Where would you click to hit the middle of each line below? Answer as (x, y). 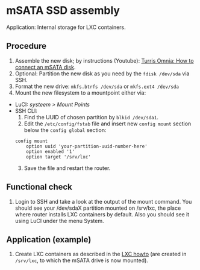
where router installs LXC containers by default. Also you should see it (102, 214)
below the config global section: (65, 130)
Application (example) (49, 240)
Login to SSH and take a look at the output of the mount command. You (103, 201)
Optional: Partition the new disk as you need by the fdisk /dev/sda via (102, 74)
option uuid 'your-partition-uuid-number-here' (87, 146)
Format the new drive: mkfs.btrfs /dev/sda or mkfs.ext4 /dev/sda (97, 86)
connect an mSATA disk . (45, 67)
